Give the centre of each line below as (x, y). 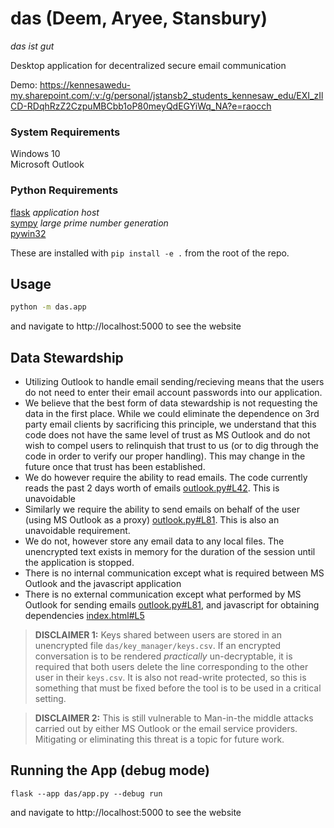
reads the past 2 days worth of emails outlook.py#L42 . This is (152, 488)
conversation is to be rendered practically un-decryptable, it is (163, 656)
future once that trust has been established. (115, 467)
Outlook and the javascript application (103, 584)
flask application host (55, 212)
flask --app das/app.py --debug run (86, 793)
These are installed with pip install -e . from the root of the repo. (150, 253)
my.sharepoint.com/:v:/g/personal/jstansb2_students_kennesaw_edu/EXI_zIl (167, 95)
